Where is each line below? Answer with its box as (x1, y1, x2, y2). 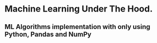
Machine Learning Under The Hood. (4, 3, 153, 14)
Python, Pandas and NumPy (4, 30, 91, 38)
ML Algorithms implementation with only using (4, 23, 150, 31)
